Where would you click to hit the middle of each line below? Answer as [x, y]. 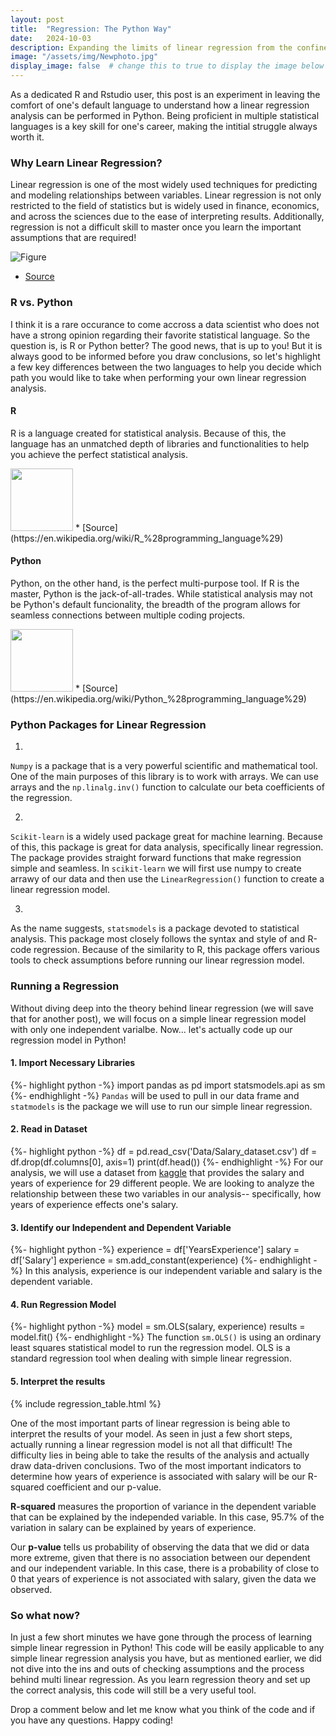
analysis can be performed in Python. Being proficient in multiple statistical [165, 115]
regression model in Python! [68, 1040]
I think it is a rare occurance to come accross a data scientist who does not [165, 324]
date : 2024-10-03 [51, 38]
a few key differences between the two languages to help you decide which [166, 367]
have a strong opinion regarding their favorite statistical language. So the [160, 335]
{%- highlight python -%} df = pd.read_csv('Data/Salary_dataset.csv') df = [164, 1151]
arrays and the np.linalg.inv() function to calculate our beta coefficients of [167, 787]
